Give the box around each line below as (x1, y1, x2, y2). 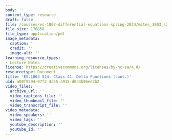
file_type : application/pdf (5, 31, 66, 36)
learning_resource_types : (5, 55, 60, 61)
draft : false (5, 17, 33, 22)
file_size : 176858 (5, 27, 45, 32)
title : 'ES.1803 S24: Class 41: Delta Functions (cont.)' (5, 74, 132, 79)
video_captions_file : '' (10, 93, 63, 98)
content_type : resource (5, 12, 56, 17)
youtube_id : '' (10, 127, 42, 132)
